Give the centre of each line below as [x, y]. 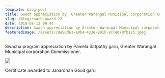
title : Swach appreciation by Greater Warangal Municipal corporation [80, 14]
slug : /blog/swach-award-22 [34, 19]
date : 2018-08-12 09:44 [29, 23]
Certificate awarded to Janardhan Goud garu [50, 70]
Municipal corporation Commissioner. [43, 52]
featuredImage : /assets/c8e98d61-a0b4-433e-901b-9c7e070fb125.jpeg [76, 32]
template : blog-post [26, 10]
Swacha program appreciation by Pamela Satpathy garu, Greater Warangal [81, 46]
